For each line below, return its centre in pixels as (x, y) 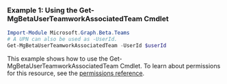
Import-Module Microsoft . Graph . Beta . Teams (68, 33)
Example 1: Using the (42, 10)
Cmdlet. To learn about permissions (170, 66)
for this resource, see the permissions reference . (76, 73)
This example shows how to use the (57, 58)
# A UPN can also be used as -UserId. (62, 40)
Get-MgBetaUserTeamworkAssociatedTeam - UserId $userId (87, 46)
